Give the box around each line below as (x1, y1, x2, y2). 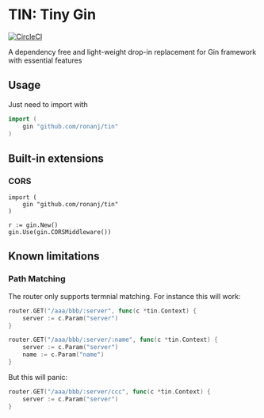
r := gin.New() (8, 221, 59, 229)
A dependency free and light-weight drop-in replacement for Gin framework (8, 47, 257, 56)
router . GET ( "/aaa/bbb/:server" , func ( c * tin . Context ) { (8, 307, 197, 315)
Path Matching (8, 274, 66, 285)
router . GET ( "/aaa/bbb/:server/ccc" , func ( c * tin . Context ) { (8, 387, 212, 396)
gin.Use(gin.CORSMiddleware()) (8, 228, 112, 236)
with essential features (8, 56, 82, 65)
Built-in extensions (8, 151, 105, 165)
